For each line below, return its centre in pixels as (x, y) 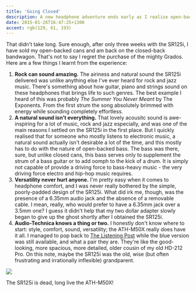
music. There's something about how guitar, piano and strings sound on (101, 87)
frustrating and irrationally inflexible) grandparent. (74, 260)
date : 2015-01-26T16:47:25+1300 (45, 22)
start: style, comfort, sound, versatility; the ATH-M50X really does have (100, 230)
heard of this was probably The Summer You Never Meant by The (94, 99)
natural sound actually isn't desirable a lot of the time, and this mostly (98, 142)
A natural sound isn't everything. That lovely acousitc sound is (91, 118)
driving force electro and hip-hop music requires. (73, 173)
